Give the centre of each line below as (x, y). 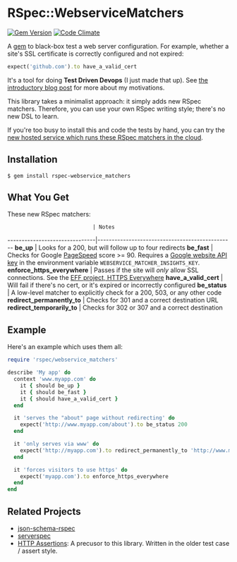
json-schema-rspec (46, 528)
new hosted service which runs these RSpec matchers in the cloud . (105, 137)
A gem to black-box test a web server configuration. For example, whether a (118, 46)
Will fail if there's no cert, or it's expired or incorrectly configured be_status (117, 285)
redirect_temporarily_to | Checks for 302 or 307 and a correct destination (115, 307)
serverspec (34, 536)
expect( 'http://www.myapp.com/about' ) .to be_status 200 (104, 424)
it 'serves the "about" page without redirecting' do (94, 418)
